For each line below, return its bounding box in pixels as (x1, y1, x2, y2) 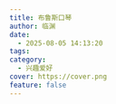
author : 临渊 (9, 22, 56, 31)
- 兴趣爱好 (17, 64, 53, 73)
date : (9, 30, 30, 39)
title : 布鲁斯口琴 (9, 13, 72, 23)
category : (9, 55, 47, 64)
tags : (9, 47, 30, 56)
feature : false (9, 80, 67, 90)
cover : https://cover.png (9, 72, 107, 81)
